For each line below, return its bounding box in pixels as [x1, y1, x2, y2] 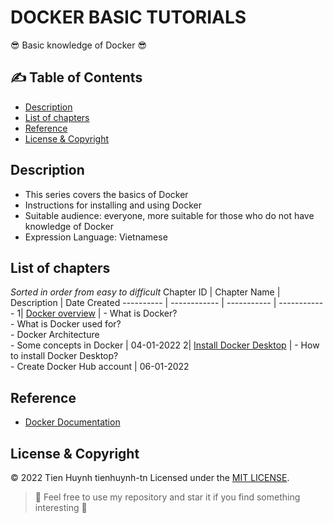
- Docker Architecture [10, 329, 100, 341]
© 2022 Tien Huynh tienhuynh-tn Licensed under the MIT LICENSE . [10, 472, 290, 483]
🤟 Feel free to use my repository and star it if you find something [34, 491, 301, 503]
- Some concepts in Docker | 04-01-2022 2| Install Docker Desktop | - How [10, 339, 320, 351]
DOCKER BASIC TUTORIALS [10, 6, 247, 29]
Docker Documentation [24, 416, 121, 428]
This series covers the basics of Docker [24, 188, 189, 200]
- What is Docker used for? [10, 318, 122, 330]
